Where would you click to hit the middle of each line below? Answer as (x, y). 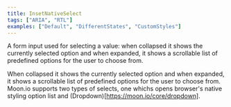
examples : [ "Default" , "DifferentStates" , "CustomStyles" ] (94, 26)
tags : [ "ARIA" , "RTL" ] (40, 20)
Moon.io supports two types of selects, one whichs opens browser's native (115, 89)
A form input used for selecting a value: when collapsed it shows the (105, 46)
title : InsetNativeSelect (44, 13)
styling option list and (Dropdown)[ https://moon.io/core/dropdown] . (104, 96)
